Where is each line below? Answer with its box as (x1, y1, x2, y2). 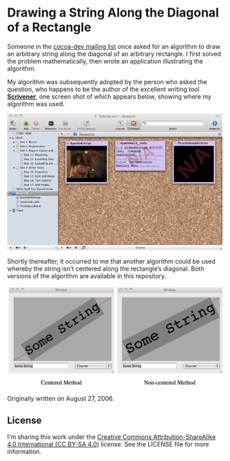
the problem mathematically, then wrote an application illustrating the (7, 57, 204, 65)
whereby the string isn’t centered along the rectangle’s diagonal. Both (7, 264, 205, 273)
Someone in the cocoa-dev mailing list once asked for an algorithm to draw (7, 42, 220, 50)
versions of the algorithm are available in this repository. (7, 271, 167, 280)
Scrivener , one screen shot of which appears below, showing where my (7, 92, 212, 101)
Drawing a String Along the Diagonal (7, 5, 219, 21)
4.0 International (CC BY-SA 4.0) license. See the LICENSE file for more (7, 440, 209, 448)
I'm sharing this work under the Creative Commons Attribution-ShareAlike (7, 433, 216, 441)
